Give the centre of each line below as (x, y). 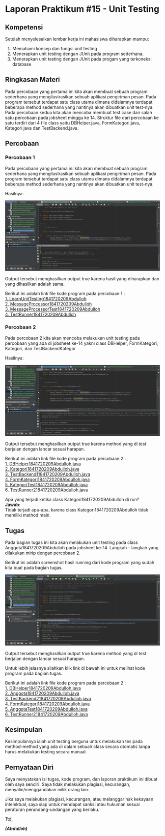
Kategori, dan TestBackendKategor (41, 348)
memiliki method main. (28, 515)
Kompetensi (24, 27)
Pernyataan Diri (29, 767)
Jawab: (13, 505)
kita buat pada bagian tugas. (34, 568)
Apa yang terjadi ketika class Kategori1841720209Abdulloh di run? (72, 500)
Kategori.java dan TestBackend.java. (42, 128)
